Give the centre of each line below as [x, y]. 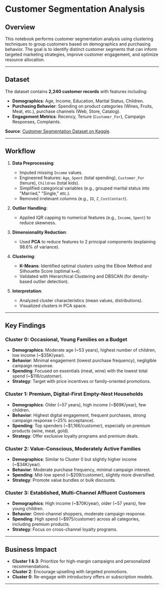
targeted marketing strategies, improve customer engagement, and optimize [82, 54]
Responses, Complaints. [36, 121]
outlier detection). [51, 281]
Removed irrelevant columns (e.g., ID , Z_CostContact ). [73, 198]
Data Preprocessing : [33, 163]
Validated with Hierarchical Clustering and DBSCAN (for [75, 276]
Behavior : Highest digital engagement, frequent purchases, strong [79, 415]
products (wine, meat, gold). [41, 431]
